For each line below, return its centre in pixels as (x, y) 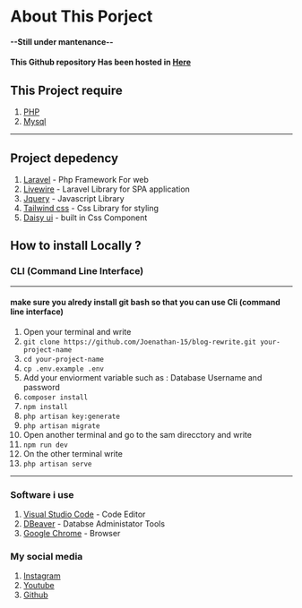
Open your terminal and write (77, 331)
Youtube (39, 586)
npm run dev (45, 445)
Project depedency (65, 158)
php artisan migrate (61, 426)
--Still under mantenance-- (62, 41)
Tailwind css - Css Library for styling (91, 208)
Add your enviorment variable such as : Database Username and (142, 377)
